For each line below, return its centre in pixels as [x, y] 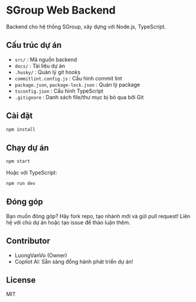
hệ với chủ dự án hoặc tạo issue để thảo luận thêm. [68, 222]
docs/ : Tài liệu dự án [40, 66]
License [21, 280]
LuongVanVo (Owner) [41, 255]
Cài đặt [19, 116]
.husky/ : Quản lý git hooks [48, 72]
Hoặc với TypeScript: [32, 173]
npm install [21, 129]
